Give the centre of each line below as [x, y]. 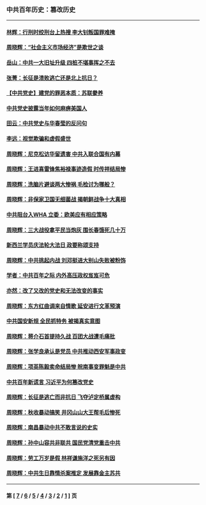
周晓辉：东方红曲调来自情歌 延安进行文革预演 [63, 306]
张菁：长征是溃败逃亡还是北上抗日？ [52, 77]
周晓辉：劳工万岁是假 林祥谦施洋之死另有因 [61, 458]
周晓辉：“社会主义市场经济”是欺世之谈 [55, 47]
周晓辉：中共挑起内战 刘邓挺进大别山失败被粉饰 [66, 260]
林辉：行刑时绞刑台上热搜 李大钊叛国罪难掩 [61, 32]
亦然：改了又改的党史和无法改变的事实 [55, 291]
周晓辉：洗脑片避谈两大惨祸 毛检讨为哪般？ [61, 184]
